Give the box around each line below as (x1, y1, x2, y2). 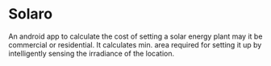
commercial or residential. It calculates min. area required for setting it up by (8, 39, 262, 49)
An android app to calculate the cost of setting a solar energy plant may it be (8, 31, 263, 41)
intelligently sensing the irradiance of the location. (8, 48, 175, 58)
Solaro (8, 5, 53, 23)
